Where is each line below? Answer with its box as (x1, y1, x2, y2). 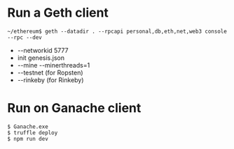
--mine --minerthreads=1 (17, 61, 90, 69)
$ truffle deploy (7, 129, 58, 136)
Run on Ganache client (7, 100, 142, 116)
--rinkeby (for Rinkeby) (17, 75, 84, 84)
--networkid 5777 (17, 46, 69, 54)
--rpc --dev (7, 33, 42, 41)
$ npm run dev (7, 135, 49, 142)
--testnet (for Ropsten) (17, 68, 83, 77)
